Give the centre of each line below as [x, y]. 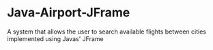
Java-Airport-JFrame [69, 13]
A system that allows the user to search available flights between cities [107, 32]
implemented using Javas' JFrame [55, 38]
